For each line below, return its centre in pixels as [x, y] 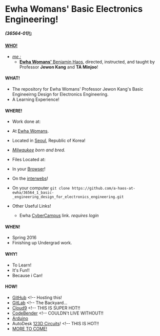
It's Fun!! [21, 270]
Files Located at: [29, 160]
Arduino [20, 318]
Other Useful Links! [31, 206]
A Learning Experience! [36, 99]
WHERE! [14, 111]
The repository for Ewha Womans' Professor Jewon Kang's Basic [78, 89]
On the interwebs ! [30, 179]
